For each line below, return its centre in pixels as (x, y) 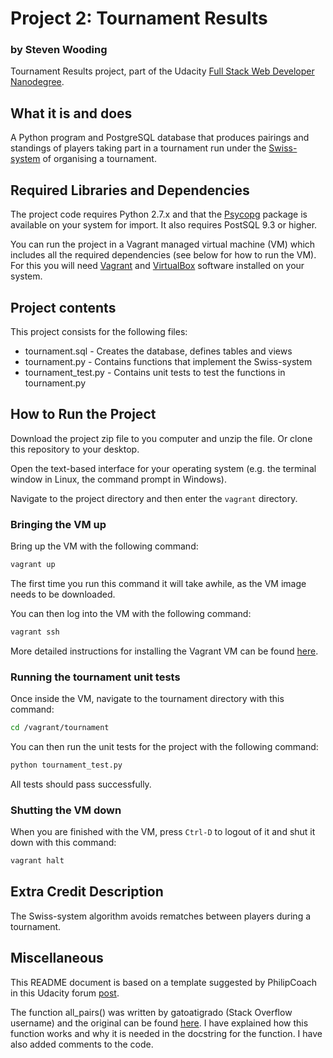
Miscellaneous (57, 958)
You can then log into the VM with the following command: (131, 613)
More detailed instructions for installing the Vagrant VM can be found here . (164, 651)
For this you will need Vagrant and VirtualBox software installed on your (157, 266)
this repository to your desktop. (75, 449)
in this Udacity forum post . (65, 993)
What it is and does (71, 113)
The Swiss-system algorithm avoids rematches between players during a (161, 916)
